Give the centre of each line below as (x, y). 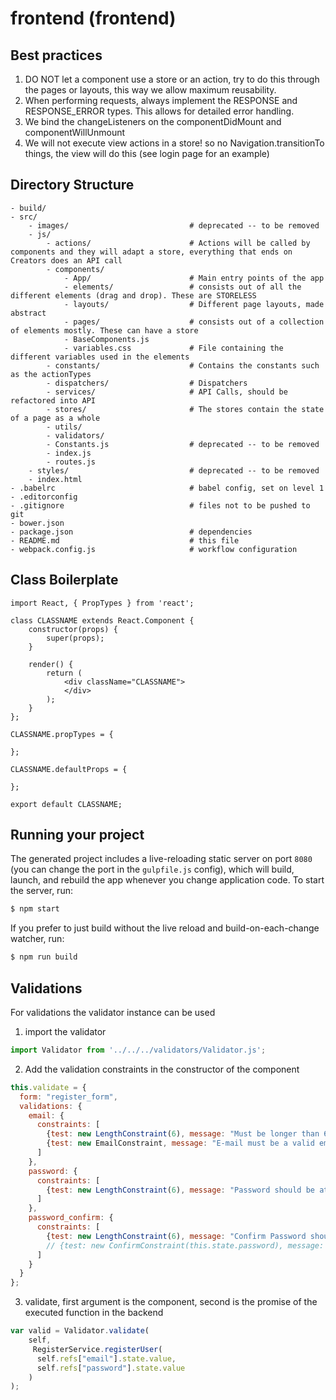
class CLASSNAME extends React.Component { (102, 620)
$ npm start (35, 909)
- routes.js (71, 462)
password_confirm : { (71, 1218)
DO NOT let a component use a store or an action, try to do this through (172, 79)
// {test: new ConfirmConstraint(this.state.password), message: (185, 1245)
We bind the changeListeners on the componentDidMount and (153, 121)
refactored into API (53, 400)
